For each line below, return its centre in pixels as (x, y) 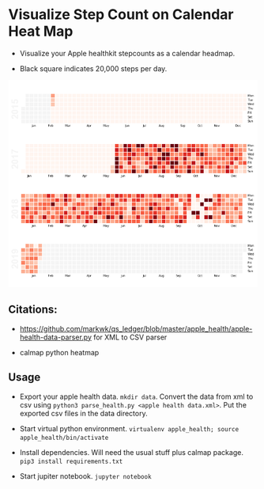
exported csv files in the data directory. (83, 413)
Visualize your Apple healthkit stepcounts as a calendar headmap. (127, 53)
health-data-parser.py (56, 337)
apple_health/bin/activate (64, 438)
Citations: (33, 310)
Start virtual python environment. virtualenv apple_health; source (129, 428)
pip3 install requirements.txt (71, 461)
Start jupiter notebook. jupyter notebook (85, 476)
